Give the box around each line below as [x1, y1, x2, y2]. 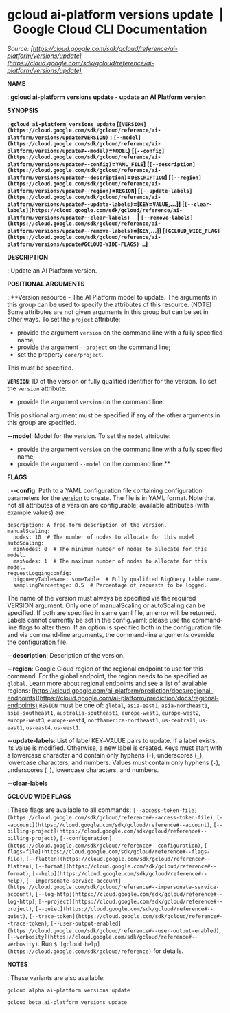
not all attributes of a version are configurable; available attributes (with [7, 501, 209, 509]
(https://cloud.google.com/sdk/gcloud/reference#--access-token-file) [7, 814, 214, 821]
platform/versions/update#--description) [7, 174, 128, 181]
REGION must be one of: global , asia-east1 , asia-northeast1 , [38, 701, 209, 709]
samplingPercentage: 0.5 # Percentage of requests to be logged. [13, 582, 207, 589]
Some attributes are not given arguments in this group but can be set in [7, 307, 209, 316]
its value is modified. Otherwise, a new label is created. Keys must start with [7, 744, 222, 752]
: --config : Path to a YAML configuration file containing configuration [7, 486, 203, 494]
